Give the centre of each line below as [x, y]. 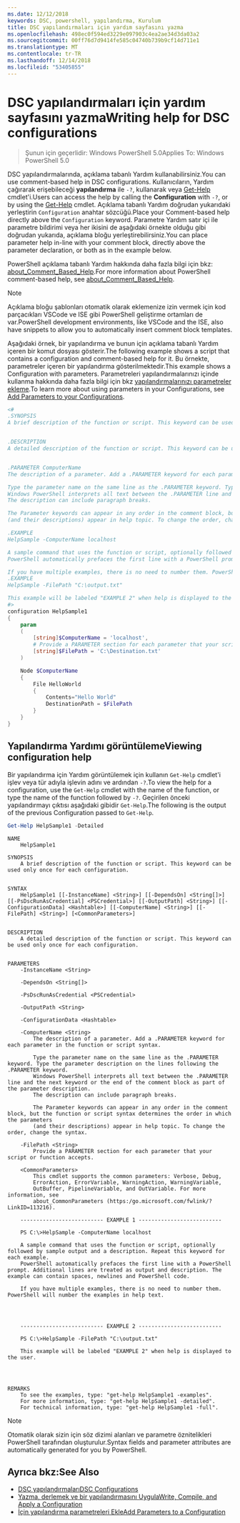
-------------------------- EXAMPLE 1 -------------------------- [121, 1220]
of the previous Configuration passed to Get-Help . [81, 812]
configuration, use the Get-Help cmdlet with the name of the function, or [114, 789]
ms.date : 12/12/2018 [38, 14]
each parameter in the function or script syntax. [84, 1045]
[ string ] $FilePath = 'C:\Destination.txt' [97, 651]
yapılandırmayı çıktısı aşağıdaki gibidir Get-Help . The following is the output [117, 805]
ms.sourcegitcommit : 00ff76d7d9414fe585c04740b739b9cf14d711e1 [104, 41]
